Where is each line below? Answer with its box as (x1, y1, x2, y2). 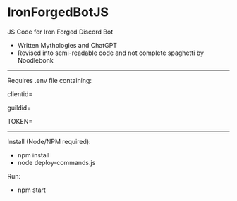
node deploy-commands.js (17, 158, 96, 167)
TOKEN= (7, 117, 33, 125)
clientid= (7, 89, 33, 98)
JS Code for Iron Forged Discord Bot (7, 27, 114, 36)
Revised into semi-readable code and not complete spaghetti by (17, 48, 205, 57)
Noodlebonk (17, 56, 54, 64)
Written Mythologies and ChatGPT (17, 41, 118, 49)
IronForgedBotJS (7, 4, 109, 20)
